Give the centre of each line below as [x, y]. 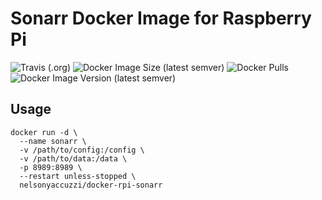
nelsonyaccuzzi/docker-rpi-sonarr [91, 185]
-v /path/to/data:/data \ [73, 158]
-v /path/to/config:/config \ [82, 150]
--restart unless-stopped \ [78, 176]
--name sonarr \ [53, 141]
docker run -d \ [44, 132]
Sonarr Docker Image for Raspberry [161, 18]
